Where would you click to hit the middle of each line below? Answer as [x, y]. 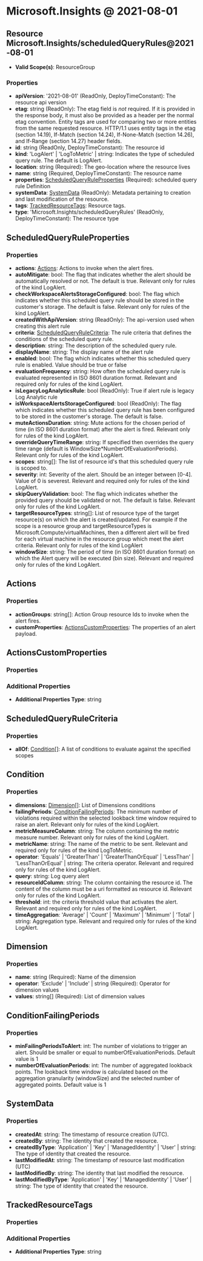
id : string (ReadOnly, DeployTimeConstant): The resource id [90, 147]
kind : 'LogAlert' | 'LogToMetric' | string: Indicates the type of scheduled [105, 154]
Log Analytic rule [36, 397]
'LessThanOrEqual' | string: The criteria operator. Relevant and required [104, 863]
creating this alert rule [42, 326]
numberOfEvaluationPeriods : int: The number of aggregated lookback [104, 1066]
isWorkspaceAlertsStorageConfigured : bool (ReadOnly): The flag [98, 403]
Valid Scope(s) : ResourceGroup [55, 67]
